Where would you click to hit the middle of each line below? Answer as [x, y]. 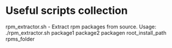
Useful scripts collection [67, 11]
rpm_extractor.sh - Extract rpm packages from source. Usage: [81, 27]
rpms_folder [20, 39]
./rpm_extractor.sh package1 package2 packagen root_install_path [86, 32]
